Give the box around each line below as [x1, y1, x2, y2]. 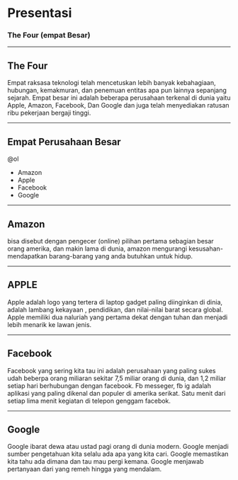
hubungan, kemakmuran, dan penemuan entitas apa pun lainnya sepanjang [7, 86, 227, 95]
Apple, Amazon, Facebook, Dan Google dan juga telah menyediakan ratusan [7, 101, 229, 110]
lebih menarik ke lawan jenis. [7, 320, 92, 328]
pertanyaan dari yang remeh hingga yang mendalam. [7, 465, 162, 474]
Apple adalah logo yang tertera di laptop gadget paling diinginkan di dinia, [7, 297, 223, 306]
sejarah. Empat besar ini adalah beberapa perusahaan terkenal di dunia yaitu [7, 93, 231, 102]
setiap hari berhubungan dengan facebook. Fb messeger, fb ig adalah [7, 381, 211, 390]
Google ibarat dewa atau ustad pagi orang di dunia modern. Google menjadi [7, 442, 229, 451]
